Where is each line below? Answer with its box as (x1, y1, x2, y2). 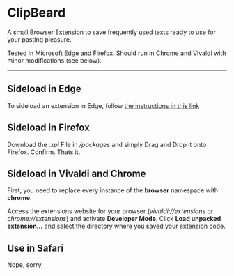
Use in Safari (7, 242, 64, 254)
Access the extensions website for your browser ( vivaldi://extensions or (7, 207, 214, 215)
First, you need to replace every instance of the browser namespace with (7, 186, 219, 194)
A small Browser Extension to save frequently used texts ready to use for (7, 28, 216, 36)
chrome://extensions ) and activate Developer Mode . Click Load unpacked (7, 215, 221, 223)
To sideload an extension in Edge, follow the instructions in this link (7, 101, 200, 109)
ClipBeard (7, 5, 66, 21)
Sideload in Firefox (7, 122, 91, 134)
